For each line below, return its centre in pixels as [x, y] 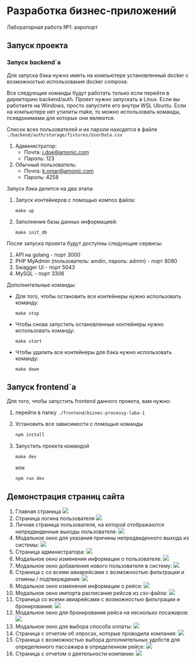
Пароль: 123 [39, 158]
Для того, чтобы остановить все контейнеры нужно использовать [98, 296]
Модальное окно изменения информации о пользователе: [88, 559]
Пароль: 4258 [41, 177]
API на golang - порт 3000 [48, 255]
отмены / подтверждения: [48, 579]
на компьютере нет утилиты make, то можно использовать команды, [94, 111]
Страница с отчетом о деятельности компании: [75, 654]
